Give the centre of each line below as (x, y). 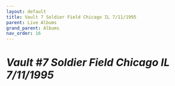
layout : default (26, 11)
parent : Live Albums (32, 22)
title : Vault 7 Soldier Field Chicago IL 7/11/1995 (71, 17)
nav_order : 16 (24, 34)
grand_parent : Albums (33, 28)
